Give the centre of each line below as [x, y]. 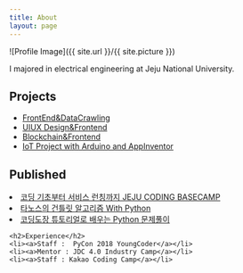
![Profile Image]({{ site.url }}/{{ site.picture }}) [92, 51]
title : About [33, 17]
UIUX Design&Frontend [65, 128]
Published [38, 174]
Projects [33, 96]
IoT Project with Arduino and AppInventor [97, 146]
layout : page [33, 26]
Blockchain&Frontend [61, 137]
